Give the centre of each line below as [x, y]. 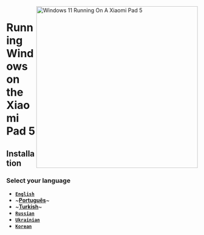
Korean [23, 226]
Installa [21, 154]
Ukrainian [28, 220]
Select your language [39, 180]
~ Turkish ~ [29, 206]
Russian [25, 213]
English [25, 194]
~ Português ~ [32, 200]
